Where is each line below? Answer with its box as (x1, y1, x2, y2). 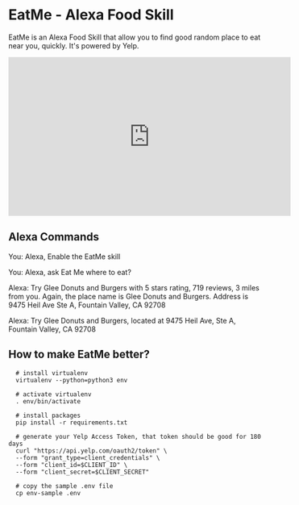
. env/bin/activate (15, 397, 81, 405)
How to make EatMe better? (8, 348, 151, 361)
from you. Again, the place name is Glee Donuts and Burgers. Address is (8, 291, 248, 301)
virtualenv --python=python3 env (15, 376, 128, 384)
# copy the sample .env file (15, 482, 114, 490)
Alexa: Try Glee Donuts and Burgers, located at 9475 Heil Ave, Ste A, (8, 315, 236, 325)
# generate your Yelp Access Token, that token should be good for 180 (15, 432, 262, 440)
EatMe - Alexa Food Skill (8, 6, 174, 24)
